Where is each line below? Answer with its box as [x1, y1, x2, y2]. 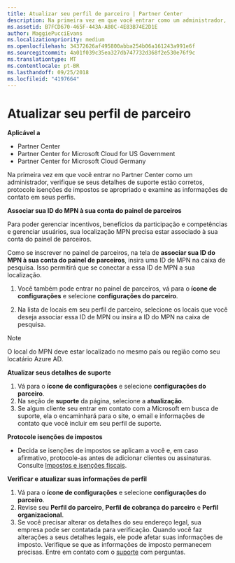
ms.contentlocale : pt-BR [7, 62, 80, 69]
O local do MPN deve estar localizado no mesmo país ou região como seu [7, 347, 220, 356]
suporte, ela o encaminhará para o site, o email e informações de [17, 412, 205, 420]
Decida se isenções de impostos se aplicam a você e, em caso [17, 446, 199, 455]
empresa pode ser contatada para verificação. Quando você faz [17, 526, 203, 534]
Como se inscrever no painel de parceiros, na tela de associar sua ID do [7, 249, 215, 257]
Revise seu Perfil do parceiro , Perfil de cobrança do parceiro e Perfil [17, 503, 219, 512]
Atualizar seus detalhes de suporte [7, 368, 112, 377]
